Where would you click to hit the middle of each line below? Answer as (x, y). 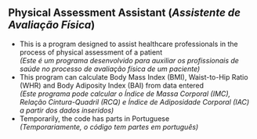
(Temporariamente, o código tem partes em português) (109, 127)
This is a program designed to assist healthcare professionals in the (129, 44)
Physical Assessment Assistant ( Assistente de (125, 13)
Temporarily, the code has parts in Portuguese (94, 118)
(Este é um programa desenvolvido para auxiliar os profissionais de (129, 60)
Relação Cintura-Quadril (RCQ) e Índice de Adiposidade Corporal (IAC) (134, 102)
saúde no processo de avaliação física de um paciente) (110, 69)
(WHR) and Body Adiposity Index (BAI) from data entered (112, 85)
